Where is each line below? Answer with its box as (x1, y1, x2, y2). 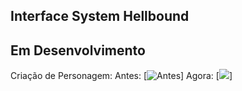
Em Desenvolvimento (10, 42, 146, 59)
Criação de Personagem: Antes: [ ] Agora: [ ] (10, 70, 233, 82)
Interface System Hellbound (10, 8, 190, 25)
